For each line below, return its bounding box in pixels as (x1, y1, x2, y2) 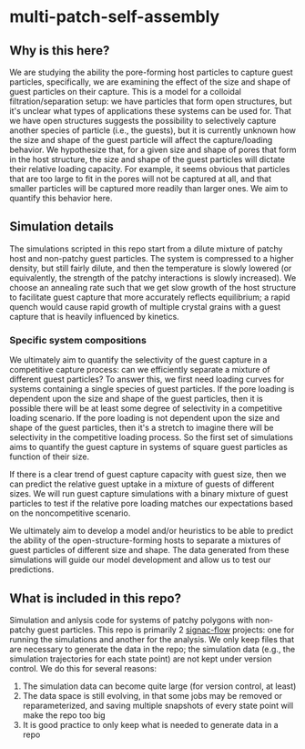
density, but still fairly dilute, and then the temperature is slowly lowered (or (9, 262, 292, 273)
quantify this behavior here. (9, 193, 113, 203)
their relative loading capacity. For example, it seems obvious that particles (9, 164, 290, 174)
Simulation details (9, 219, 114, 234)
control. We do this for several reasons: (9, 662, 158, 673)
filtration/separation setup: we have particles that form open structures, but (9, 96, 292, 107)
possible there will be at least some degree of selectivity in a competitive (9, 403, 283, 414)
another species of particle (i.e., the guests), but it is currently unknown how (9, 125, 297, 136)
